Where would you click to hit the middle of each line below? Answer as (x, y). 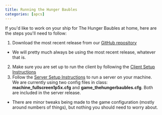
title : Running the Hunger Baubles (41, 10)
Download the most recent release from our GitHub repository (74, 42)
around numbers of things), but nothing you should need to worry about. (85, 107)
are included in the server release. (47, 93)
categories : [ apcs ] (25, 14)
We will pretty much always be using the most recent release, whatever (84, 52)
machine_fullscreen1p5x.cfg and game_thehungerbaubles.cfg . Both (82, 87)
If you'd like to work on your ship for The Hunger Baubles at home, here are (81, 28)
